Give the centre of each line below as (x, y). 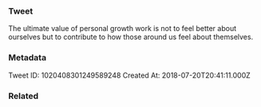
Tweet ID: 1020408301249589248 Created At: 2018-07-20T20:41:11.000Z (130, 75)
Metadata (27, 57)
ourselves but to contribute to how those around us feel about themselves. (131, 37)
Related (24, 96)
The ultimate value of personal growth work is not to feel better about (123, 29)
